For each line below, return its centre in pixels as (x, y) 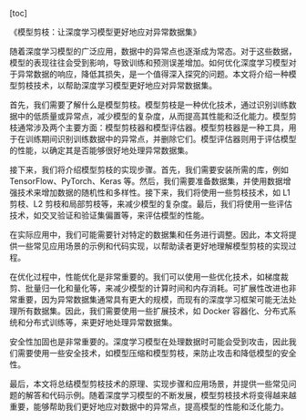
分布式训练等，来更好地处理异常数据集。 (101, 322)
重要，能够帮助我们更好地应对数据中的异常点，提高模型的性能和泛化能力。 (149, 406)
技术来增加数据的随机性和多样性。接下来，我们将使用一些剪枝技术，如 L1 (153, 192)
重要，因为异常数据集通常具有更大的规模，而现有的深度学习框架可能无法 (153, 299)
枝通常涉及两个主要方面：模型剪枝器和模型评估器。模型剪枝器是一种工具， (149, 128)
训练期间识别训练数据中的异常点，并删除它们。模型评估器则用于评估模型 (161, 139)
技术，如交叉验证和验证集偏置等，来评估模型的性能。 (109, 215)
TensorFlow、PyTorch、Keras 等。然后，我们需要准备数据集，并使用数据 (147, 181)
